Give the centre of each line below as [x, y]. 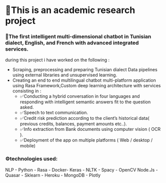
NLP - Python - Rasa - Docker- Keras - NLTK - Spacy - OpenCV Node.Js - [82, 169]
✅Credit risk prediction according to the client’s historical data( [85, 118]
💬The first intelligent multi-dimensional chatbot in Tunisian [78, 37]
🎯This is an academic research [70, 10]
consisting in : [27, 91]
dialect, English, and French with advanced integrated [72, 43]
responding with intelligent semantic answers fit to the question [85, 102]
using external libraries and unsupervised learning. [65, 75]
